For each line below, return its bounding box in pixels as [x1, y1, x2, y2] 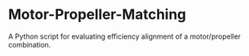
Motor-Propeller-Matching [8, 6, 186, 24]
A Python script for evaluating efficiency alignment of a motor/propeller [8, 32, 241, 41]
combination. [8, 39, 52, 49]
